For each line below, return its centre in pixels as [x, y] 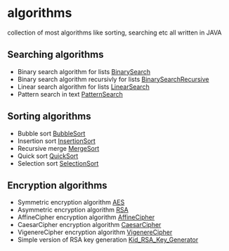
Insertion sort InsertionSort [57, 141]
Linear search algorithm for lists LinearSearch [83, 87]
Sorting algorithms [49, 117]
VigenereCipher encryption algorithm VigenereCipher [95, 232]
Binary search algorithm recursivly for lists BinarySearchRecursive [113, 79]
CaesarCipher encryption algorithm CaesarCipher [89, 225]
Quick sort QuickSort [48, 156]
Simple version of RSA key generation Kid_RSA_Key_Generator [108, 240]
